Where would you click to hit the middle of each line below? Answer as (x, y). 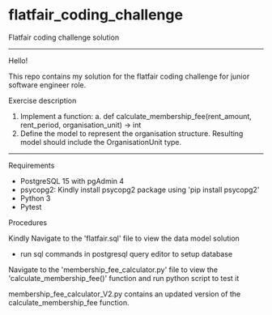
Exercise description (42, 100)
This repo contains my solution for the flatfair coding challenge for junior (129, 76)
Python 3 (35, 198)
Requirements (32, 165)
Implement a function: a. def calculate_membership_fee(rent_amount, (136, 116)
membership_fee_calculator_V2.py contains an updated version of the (125, 294)
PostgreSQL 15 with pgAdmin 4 (72, 181)
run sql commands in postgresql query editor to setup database (126, 253)
